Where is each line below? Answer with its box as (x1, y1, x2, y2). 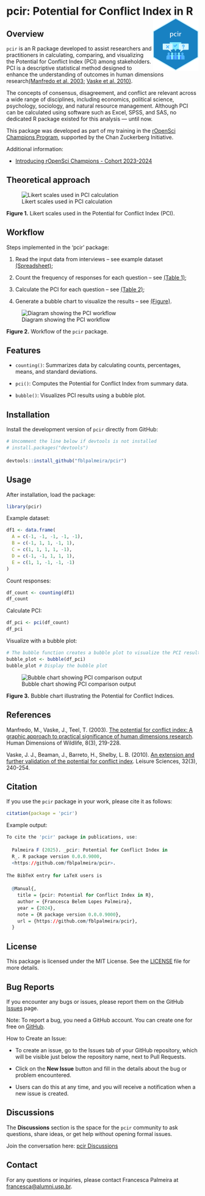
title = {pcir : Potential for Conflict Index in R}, (17, 892, 154, 899)
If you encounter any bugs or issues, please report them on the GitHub (6, 998, 184, 1005)
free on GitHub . (6, 1023, 45, 1030)
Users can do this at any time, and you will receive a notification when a (15, 1083, 196, 1090)
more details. (6, 964, 40, 971)
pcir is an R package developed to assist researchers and (6, 45, 152, 52)
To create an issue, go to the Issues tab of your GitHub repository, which (15, 1046, 198, 1053)
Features (6, 346, 41, 356)
